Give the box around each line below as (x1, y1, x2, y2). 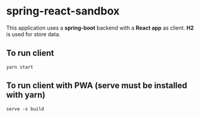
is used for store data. (6, 30, 61, 37)
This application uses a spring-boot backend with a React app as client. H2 (6, 24, 194, 31)
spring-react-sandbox (6, 4, 120, 18)
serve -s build (6, 106, 44, 112)
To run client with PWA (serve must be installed (6, 80, 187, 91)
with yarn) (6, 90, 46, 100)
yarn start (6, 64, 34, 70)
